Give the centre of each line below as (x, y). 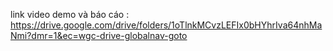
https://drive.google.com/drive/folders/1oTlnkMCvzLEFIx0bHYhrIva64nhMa (166, 25)
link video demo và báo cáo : (70, 14)
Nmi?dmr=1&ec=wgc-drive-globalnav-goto (99, 35)
